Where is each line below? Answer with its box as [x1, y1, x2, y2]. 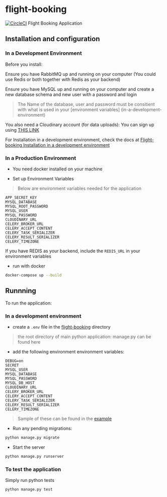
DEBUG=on [5, 358, 24, 363]
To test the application [5, 466, 61, 473]
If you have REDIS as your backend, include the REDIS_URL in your [5, 248, 140, 254]
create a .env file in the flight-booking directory [12, 324, 111, 330]
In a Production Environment [5, 154, 76, 161]
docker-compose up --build [5, 272, 62, 277]
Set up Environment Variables [12, 175, 74, 181]
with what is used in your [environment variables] [17, 107, 120, 113]
